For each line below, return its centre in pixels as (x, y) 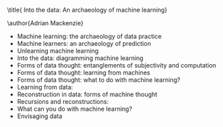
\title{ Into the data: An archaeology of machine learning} (87, 10)
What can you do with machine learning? (75, 109)
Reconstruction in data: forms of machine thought (87, 94)
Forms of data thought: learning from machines (83, 72)
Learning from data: (45, 87)
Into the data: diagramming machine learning (80, 58)
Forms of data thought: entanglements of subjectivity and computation (117, 65)
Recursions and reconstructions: (63, 101)
